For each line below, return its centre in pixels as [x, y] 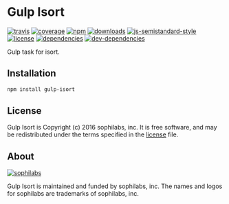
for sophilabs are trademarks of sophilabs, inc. [73, 194]
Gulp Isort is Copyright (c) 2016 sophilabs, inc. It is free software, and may [112, 127]
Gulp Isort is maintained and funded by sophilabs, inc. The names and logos [115, 186]
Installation [32, 73]
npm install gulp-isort [41, 89]
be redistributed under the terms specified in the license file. [93, 134]
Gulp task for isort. [33, 52]
